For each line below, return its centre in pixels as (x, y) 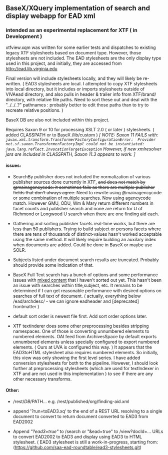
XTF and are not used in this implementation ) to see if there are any (83, 374)
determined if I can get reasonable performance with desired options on (87, 290)
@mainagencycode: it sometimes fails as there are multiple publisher (84, 187)
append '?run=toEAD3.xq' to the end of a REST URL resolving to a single (87, 411)
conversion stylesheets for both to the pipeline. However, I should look (85, 363)
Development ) (24, 36)
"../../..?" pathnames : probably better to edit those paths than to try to (77, 105)
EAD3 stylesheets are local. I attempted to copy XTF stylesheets (91, 83)
